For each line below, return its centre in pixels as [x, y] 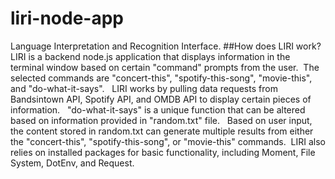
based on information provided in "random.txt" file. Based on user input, [161, 120]
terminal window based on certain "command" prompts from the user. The [165, 67]
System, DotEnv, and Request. [72, 163]
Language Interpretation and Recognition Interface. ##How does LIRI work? [166, 46]
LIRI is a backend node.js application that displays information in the [150, 56]
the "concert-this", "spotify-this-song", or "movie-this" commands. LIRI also [168, 141]
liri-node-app [67, 18]
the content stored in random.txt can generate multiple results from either [162, 131]
